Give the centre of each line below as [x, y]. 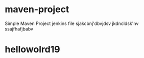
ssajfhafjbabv [19, 28]
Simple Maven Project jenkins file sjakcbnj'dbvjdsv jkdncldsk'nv [72, 23]
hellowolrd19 [32, 50]
